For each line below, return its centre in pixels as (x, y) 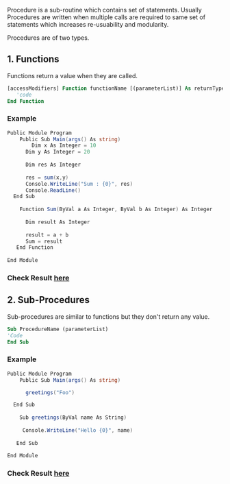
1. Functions (33, 59)
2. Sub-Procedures (49, 300)
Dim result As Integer (57, 222)
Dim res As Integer (53, 165)
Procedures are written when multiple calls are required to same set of (106, 17)
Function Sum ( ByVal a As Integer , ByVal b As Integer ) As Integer (116, 209)
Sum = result (44, 241)
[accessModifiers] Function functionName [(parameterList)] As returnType (116, 88)
